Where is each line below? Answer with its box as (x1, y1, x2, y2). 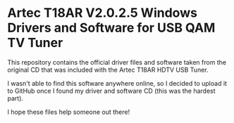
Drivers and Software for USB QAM (7, 20, 216, 36)
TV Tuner (7, 35, 63, 51)
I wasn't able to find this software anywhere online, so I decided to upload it (7, 79, 228, 87)
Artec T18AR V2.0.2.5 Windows (7, 5, 197, 21)
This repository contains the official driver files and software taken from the (7, 58, 227, 66)
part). (7, 93, 23, 103)
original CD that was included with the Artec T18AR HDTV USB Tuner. (7, 65, 209, 74)
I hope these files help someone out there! (7, 108, 130, 116)
